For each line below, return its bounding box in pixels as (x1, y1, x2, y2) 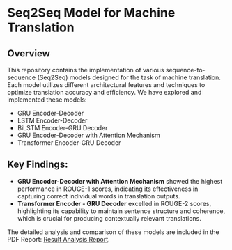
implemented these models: (7, 95, 87, 104)
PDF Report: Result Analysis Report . (7, 235, 110, 243)
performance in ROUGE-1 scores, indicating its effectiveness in (17, 185, 199, 193)
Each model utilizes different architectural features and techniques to (7, 81, 206, 88)
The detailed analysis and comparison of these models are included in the (7, 228, 219, 236)
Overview (7, 47, 51, 59)
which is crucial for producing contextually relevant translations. (17, 214, 202, 222)
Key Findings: (7, 159, 68, 171)
